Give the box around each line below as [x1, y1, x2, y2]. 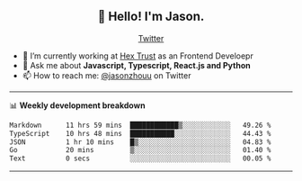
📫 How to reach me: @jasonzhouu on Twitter [22, 69, 191, 81]
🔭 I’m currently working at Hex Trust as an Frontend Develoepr [22, 50, 253, 61]
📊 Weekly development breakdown [9, 100, 146, 111]
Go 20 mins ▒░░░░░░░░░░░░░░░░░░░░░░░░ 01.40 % [9, 146, 271, 155]
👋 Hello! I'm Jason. [97, 9, 205, 24]
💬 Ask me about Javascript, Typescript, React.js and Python [22, 59, 251, 70]
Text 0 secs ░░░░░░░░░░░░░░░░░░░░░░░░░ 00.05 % [9, 154, 271, 163]
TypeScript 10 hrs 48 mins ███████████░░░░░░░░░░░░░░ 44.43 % [9, 129, 271, 138]
